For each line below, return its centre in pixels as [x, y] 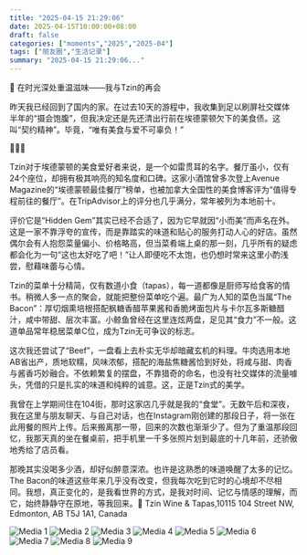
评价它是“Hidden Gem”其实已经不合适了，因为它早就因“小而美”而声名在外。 [152, 220]
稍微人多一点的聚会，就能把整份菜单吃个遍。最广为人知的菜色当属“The [159, 297]
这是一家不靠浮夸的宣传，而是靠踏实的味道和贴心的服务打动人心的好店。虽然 [153, 232]
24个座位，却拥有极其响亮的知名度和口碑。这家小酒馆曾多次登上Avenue [145, 178]
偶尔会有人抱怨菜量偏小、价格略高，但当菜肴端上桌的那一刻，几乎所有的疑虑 [153, 243]
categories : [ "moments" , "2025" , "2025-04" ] [91, 43]
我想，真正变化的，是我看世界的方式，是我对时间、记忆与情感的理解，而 [161, 492]
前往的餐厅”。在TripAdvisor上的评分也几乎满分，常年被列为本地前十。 [148, 201]
